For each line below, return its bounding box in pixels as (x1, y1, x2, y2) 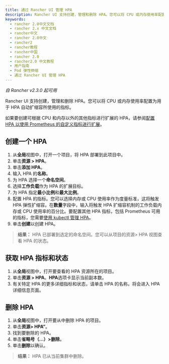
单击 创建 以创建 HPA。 (12, 221, 58, 227)
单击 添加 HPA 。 (12, 164, 45, 170)
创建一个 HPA (5, 137, 47, 146)
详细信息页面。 (12, 287, 44, 293)
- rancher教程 (10, 45, 38, 50)
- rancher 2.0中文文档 (10, 21, 54, 27)
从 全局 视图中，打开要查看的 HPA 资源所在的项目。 (12, 268, 117, 274)
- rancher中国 (10, 49, 38, 54)
